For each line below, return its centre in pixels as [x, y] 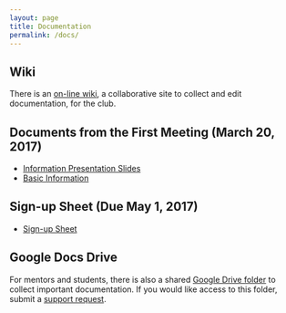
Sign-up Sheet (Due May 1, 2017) [104, 207]
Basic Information [56, 178]
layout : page [34, 18]
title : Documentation [51, 26]
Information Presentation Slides [82, 168]
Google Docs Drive [64, 258]
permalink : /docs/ [44, 35]
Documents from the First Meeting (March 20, [142, 132]
